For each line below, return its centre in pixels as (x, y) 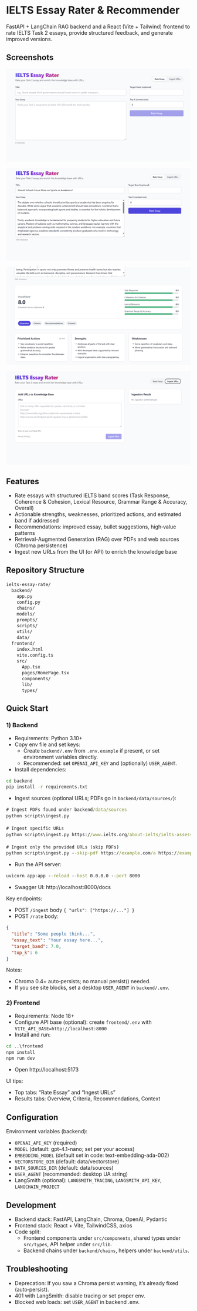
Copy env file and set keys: (47, 744)
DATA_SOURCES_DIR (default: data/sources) (64, 1168)
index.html (30, 649)
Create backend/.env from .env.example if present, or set (91, 750)
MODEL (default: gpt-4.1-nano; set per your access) (74, 1149)
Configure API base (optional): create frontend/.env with (83, 1022)
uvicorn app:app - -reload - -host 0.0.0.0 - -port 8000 (73, 876)
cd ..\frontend (25, 1046)
